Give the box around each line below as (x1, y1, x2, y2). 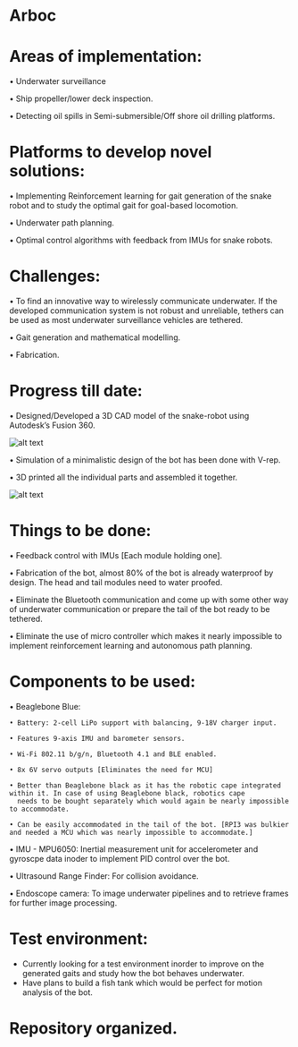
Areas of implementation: (9, 47, 203, 67)
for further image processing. (9, 897, 118, 908)
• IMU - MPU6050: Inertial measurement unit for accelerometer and (9, 843, 259, 855)
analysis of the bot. (21, 986, 94, 998)
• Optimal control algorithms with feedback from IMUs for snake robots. (9, 234, 274, 246)
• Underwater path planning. (9, 217, 114, 228)
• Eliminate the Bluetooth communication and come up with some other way (9, 594, 289, 605)
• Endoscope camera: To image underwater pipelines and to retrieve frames (9, 888, 289, 898)
